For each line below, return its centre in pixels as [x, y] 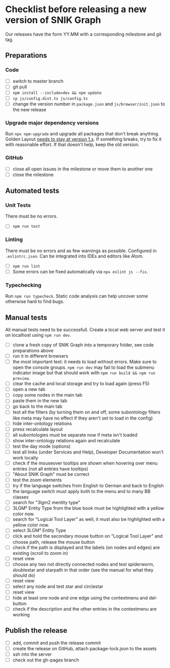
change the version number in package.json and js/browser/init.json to [89, 104]
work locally [25, 458]
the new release [29, 110]
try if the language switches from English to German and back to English [88, 486]
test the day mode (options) [42, 446]
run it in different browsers [40, 356]
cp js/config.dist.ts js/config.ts [50, 98]
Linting [14, 239]
